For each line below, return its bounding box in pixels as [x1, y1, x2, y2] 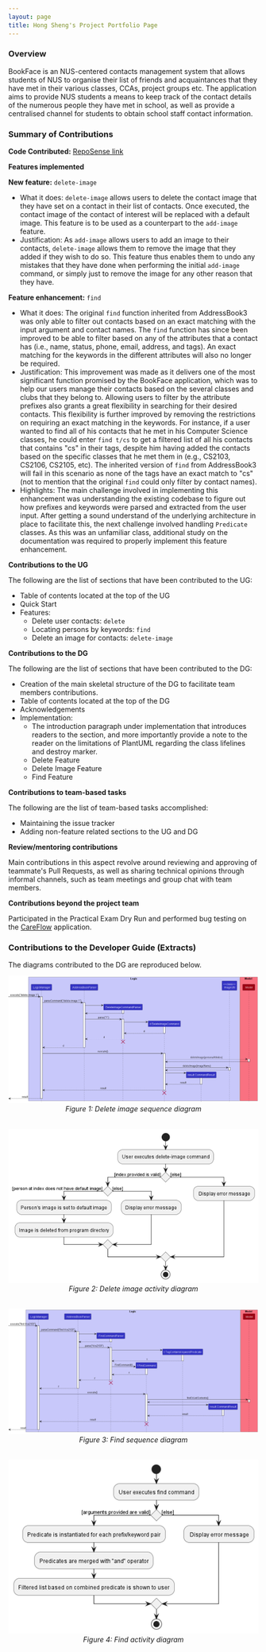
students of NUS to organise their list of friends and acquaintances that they [8, 75, 258, 84]
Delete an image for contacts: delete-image [31, 633, 173, 643]
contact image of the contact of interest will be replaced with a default [19, 210, 250, 219]
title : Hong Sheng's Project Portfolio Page [8, 21, 158, 29]
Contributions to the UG [8, 560, 89, 570]
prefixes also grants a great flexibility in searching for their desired [19, 401, 237, 411]
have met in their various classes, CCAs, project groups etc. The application [8, 83, 256, 93]
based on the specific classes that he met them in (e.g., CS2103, [19, 452, 231, 461]
